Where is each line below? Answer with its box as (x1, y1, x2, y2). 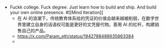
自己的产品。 (21, 28, 48, 34)
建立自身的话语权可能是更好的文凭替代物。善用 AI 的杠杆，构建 (26, 22, 155, 27)
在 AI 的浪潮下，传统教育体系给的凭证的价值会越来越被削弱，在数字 (17, 15, 155, 21)
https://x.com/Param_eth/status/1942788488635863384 (17, 33, 134, 39)
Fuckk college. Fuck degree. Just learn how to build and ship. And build (9, 4, 157, 10)
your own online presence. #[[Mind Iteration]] (9, 9, 103, 15)
